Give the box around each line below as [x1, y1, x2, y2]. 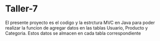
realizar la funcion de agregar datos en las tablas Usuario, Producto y [5, 24, 148, 30]
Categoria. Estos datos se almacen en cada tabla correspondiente [5, 30, 141, 36]
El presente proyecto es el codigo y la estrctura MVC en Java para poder [5, 19, 155, 25]
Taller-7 [5, 3, 38, 14]
